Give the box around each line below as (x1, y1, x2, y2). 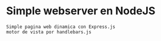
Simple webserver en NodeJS (6, 4, 156, 18)
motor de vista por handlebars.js (6, 29, 92, 35)
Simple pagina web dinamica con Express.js (6, 24, 116, 30)
